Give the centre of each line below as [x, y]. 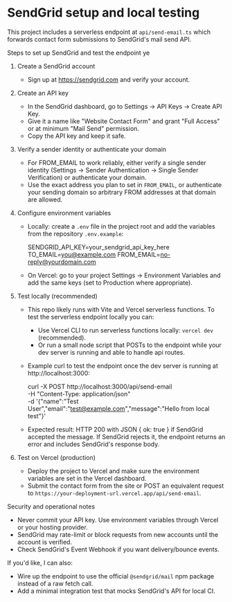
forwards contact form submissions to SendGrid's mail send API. [99, 39]
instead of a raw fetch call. [55, 583]
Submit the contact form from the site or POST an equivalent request [125, 486]
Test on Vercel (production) [56, 457]
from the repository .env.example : [75, 233]
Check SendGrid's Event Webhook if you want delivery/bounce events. [118, 549]
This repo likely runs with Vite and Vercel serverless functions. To [121, 309]
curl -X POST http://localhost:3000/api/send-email [100, 387]
